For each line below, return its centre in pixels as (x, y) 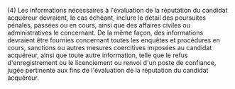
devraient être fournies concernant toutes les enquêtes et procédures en (114, 40)
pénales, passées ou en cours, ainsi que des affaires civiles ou (99, 25)
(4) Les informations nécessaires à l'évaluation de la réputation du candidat (118, 10)
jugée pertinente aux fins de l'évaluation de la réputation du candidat (108, 70)
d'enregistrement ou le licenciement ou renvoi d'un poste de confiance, (112, 63)
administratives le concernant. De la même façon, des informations (105, 32)
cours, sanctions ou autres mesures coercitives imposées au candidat (110, 48)
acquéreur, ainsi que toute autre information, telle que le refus (98, 55)
